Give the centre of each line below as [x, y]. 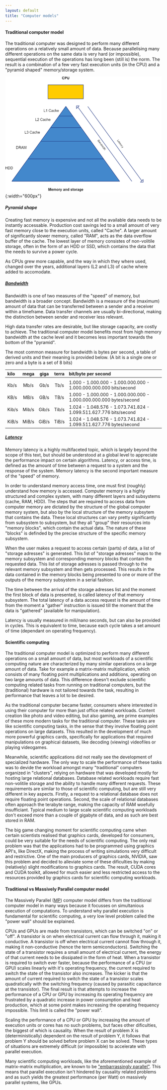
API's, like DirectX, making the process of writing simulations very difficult [81, 851]
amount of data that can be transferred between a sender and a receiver [79, 306]
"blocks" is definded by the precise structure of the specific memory [76, 533]
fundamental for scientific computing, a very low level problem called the [80, 916]
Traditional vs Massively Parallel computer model [57, 889]
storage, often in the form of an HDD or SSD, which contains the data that [80, 247]
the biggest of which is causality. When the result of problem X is [72, 1030]
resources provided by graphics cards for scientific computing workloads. [81, 878]
